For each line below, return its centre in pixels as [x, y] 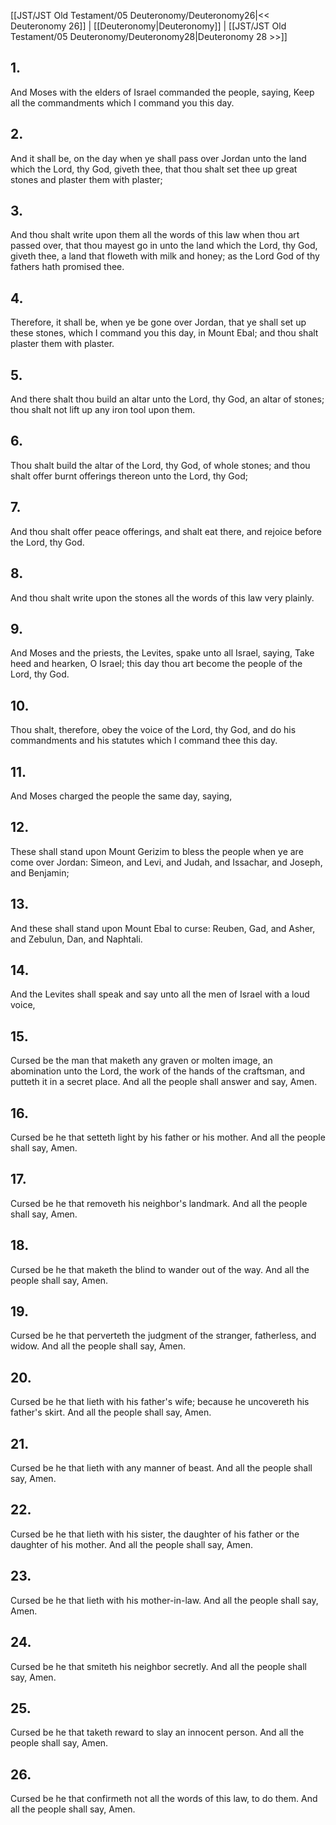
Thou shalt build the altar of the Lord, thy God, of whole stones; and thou [160, 465]
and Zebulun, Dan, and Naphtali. [76, 939]
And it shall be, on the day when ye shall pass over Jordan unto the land [158, 158]
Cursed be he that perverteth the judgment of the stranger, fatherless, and [163, 1336]
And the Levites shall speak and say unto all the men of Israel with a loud [160, 994]
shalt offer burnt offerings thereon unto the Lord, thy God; [129, 476]
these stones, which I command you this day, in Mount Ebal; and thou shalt [164, 333]
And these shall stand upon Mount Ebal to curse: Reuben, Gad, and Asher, [163, 928]
